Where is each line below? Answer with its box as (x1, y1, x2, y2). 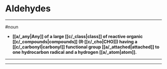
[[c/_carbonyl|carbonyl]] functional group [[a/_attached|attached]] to (12, 44, 160, 50)
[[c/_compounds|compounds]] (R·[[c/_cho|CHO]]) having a (12, 38, 138, 44)
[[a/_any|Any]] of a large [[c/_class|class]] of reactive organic (12, 33, 143, 39)
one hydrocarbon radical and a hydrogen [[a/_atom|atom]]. (12, 49, 137, 55)
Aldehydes (5, 3, 51, 14)
